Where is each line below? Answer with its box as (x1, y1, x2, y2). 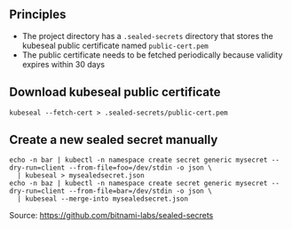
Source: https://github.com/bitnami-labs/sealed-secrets (9, 210, 214, 221)
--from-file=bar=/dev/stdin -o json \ (68, 186, 213, 196)
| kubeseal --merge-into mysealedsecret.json (17, 194, 189, 203)
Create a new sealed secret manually (9, 132, 218, 147)
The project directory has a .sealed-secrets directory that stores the (21, 30, 273, 41)
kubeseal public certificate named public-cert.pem (21, 40, 209, 51)
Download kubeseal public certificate (9, 84, 221, 100)
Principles (9, 7, 67, 22)
